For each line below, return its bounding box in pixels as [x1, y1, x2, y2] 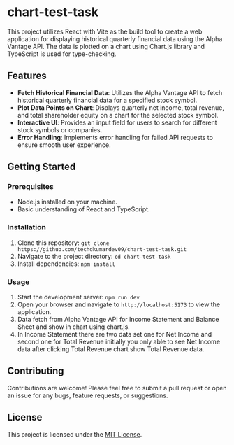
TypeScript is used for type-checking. [7, 50, 117, 58]
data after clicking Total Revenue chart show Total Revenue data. [17, 345, 205, 353]
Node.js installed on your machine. [17, 197, 117, 206]
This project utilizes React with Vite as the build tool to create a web [7, 27, 203, 36]
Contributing [7, 365, 64, 377]
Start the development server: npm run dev [17, 293, 140, 302]
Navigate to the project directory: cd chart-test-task [17, 252, 171, 260]
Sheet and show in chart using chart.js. [17, 323, 131, 331]
